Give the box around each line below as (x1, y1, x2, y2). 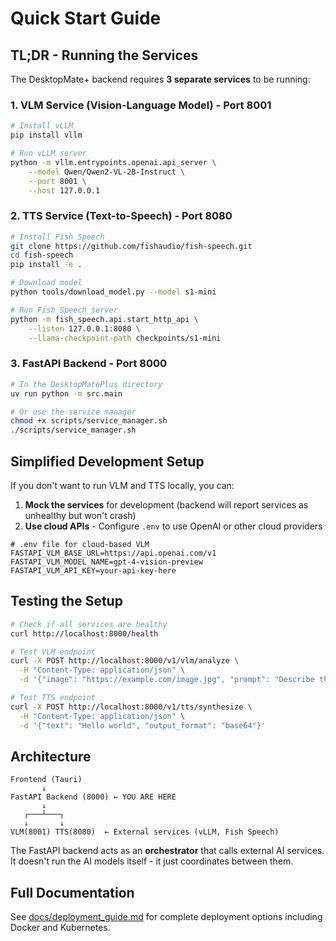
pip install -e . (10, 260, 83, 270)
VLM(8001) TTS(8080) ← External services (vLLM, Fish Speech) (10, 827, 280, 837)
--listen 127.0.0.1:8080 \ (28, 323, 141, 334)
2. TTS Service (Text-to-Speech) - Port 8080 (10, 209, 233, 223)
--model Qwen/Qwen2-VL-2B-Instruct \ (28, 167, 186, 177)
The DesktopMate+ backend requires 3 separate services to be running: (10, 73, 311, 85)
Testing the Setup (10, 593, 123, 610)
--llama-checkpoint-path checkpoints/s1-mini (28, 333, 222, 343)
